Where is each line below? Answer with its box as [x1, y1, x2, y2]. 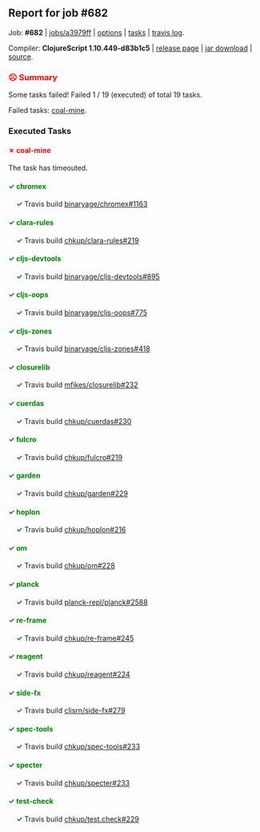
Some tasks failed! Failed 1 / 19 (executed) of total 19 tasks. [8, 90, 202, 99]
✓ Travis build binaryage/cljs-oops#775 [15, 308, 148, 317]
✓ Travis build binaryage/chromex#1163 [15, 200, 148, 209]
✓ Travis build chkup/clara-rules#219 [15, 236, 139, 245]
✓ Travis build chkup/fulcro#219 [15, 452, 122, 462]
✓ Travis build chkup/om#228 [15, 561, 116, 571]
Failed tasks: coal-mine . [8, 106, 87, 115]
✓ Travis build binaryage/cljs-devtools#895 [15, 272, 160, 281]
